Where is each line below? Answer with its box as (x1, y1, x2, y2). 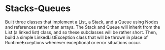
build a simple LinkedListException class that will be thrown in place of (5, 34, 148, 40)
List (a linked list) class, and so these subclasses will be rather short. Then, (5, 29, 158, 35)
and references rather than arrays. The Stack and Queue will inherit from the (5, 24, 161, 30)
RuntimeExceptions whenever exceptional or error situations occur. (5, 39, 141, 45)
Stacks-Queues (5, 3, 71, 14)
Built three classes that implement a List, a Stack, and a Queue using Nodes (5, 19, 159, 25)
